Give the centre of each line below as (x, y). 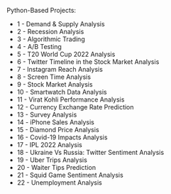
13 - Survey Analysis (47, 114)
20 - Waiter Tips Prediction (56, 167)
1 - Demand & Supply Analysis (61, 24)
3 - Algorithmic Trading (51, 39)
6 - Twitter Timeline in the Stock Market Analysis (88, 62)
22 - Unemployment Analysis (59, 183)
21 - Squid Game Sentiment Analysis (70, 175)
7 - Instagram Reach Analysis (60, 69)
